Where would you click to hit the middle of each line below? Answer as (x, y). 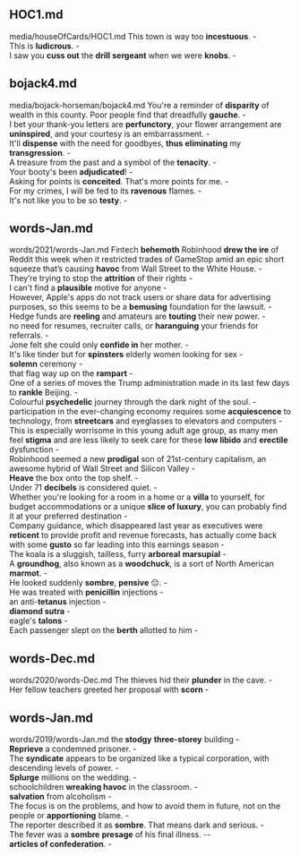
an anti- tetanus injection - (58, 602)
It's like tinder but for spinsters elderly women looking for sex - (126, 355)
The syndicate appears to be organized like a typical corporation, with (140, 758)
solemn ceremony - (46, 364)
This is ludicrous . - (45, 46)
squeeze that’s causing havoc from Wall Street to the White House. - (136, 269)
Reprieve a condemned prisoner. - (73, 749)
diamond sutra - (40, 612)
